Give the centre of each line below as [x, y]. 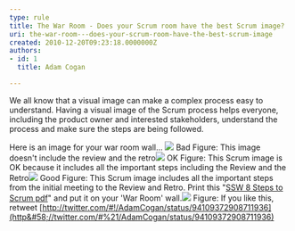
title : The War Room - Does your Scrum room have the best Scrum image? [147, 26]
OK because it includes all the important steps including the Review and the [148, 167]
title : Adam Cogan [52, 68]
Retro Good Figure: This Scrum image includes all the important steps [141, 177]
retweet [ [26, 207]
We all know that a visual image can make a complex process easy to [136, 100]
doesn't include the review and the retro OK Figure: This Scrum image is [146, 158]
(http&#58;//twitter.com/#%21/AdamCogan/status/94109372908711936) [142, 217]
